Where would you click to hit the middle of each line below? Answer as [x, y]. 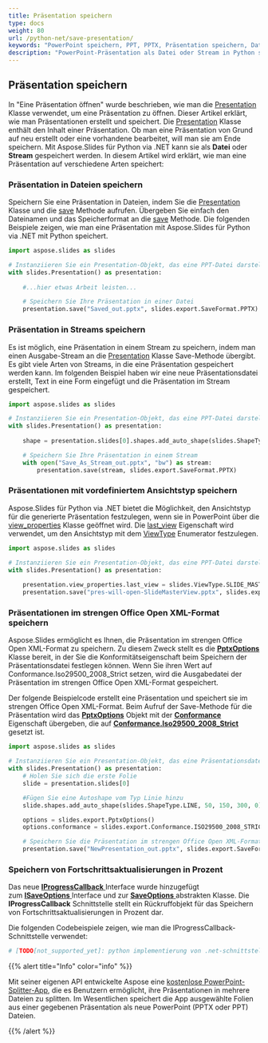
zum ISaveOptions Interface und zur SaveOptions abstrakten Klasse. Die [129, 895]
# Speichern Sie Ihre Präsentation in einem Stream [110, 455]
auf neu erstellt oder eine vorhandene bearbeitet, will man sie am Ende [124, 138]
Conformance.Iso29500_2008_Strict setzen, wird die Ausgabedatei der [125, 674]
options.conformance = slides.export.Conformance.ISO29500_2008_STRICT [144, 827]
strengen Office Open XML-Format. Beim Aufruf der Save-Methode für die [130, 707]
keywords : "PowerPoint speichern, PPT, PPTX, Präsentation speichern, [128, 46]
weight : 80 [26, 30]
